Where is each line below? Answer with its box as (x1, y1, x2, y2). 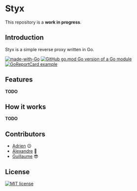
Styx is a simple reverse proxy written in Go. (5, 46, 94, 52)
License (5, 167, 30, 176)
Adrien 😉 (12, 143, 32, 149)
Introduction (5, 33, 44, 42)
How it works (5, 103, 46, 111)
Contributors (5, 130, 46, 138)
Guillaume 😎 (12, 153, 38, 160)
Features (5, 76, 33, 84)
